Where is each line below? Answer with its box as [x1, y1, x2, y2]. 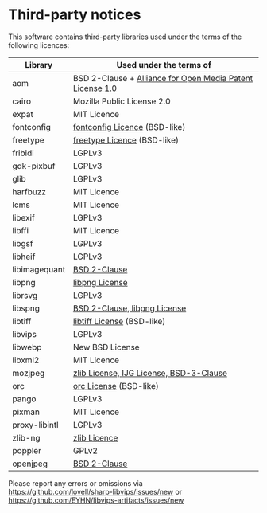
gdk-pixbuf [12, 160, 56, 171]
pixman [12, 406, 40, 417]
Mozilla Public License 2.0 [72, 96, 171, 107]
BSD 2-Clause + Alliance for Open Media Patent [72, 72, 253, 84]
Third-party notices [8, 6, 141, 24]
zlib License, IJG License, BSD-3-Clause [72, 367, 228, 378]
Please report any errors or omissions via [8, 478, 143, 488]
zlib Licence [72, 432, 118, 443]
